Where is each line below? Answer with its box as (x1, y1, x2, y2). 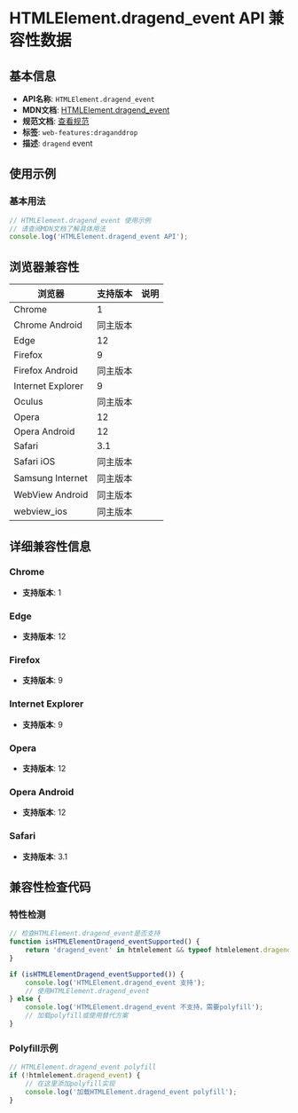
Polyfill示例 (9, 1042, 59, 1054)
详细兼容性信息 (9, 539, 91, 554)
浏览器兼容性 (9, 259, 80, 274)
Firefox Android (13, 365, 78, 377)
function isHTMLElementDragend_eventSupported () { (9, 937, 200, 946)
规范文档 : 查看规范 (21, 116, 90, 126)
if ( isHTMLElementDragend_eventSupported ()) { (9, 969, 184, 979)
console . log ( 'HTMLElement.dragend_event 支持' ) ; (25, 978, 206, 987)
